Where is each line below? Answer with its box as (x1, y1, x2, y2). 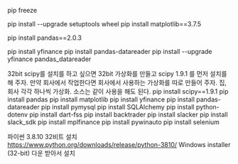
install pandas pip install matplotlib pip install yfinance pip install (7, 95, 195, 104)
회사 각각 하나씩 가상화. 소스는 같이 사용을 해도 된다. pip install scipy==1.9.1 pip (7, 87, 229, 95)
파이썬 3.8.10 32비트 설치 (7, 133, 77, 141)
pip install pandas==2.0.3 (7, 33, 82, 42)
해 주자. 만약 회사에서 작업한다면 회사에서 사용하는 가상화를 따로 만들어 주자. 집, (7, 78, 227, 87)
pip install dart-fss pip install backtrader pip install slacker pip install (29, 110, 229, 119)
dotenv (7, 110, 28, 119)
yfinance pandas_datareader (7, 55, 92, 63)
